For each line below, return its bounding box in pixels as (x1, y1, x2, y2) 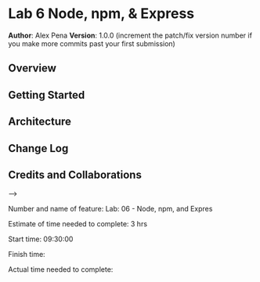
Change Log (8, 142, 69, 155)
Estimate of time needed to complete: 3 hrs (8, 219, 147, 229)
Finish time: (8, 250, 45, 259)
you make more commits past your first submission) (8, 38, 176, 48)
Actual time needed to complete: (8, 265, 114, 274)
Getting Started (8, 88, 85, 102)
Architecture (8, 115, 72, 128)
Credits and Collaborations (8, 168, 143, 181)
